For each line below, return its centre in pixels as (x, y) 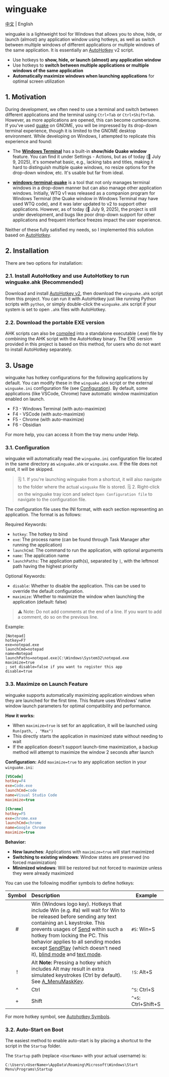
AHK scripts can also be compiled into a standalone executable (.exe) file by (84, 333)
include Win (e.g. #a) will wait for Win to (78, 910)
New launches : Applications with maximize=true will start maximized (83, 852)
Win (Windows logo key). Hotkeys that (76, 904)
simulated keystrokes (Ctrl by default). (76, 975)
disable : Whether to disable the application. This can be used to (79, 586)
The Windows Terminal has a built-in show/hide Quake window (79, 151)
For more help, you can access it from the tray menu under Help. (72, 434)
